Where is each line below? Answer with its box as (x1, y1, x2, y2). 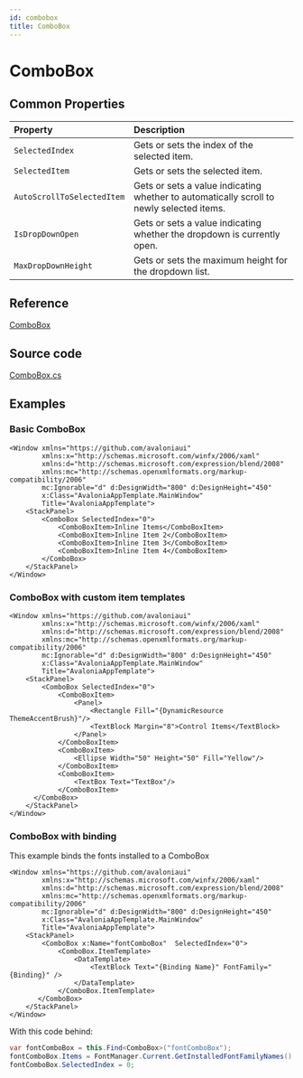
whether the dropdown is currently (133, 228, 281, 240)
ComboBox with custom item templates (9, 591, 186, 604)
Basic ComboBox (9, 423, 86, 436)
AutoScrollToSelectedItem (14, 192, 125, 202)
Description (133, 123, 185, 136)
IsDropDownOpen (14, 229, 79, 239)
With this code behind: (9, 1026, 93, 1037)
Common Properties (9, 97, 125, 112)
